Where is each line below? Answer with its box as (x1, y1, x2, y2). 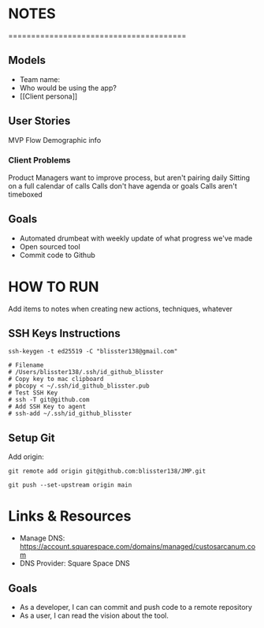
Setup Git (8, 431, 55, 444)
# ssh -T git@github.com (8, 396, 90, 404)
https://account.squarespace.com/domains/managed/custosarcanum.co (19, 542, 256, 551)
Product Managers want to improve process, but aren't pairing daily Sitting (8, 173, 251, 182)
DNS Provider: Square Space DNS (19, 559, 130, 568)
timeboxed (8, 189, 43, 199)
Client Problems (8, 155, 71, 166)
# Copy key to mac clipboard (8, 376, 104, 383)
